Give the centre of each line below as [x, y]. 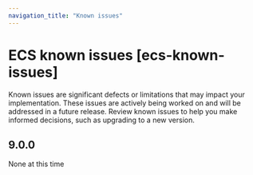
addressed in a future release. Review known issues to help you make [123, 111]
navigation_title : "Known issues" [66, 16]
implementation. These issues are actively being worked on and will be [125, 103]
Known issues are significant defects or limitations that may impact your [126, 94]
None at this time [36, 164]
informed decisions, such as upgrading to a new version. [102, 120]
